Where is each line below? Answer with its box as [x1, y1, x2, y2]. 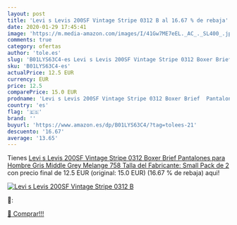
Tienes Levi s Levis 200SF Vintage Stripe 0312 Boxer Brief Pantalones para [7, 154, 226, 162]
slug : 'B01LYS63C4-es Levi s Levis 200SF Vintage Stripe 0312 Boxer [7, 56, 213, 63]
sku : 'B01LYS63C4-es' [7, 63, 71, 70]
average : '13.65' [7, 134, 59, 141]
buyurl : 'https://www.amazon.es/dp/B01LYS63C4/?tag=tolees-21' [7, 121, 197, 129]
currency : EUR [7, 75, 49, 83]
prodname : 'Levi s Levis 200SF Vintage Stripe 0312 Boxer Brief [7, 96, 200, 103]
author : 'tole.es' [7, 50, 61, 57]
